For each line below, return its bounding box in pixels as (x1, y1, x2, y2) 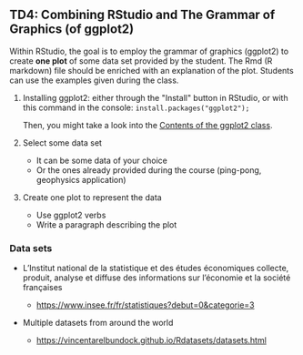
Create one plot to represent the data (22, 191, 162, 203)
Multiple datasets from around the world (22, 318, 174, 329)
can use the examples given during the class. (9, 75, 179, 86)
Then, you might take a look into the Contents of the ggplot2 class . (22, 119, 273, 130)
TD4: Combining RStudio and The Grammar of (9, 7, 276, 23)
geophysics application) (35, 174, 126, 185)
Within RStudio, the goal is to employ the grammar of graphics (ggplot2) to (9, 46, 289, 56)
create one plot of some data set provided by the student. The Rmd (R (9, 55, 273, 66)
